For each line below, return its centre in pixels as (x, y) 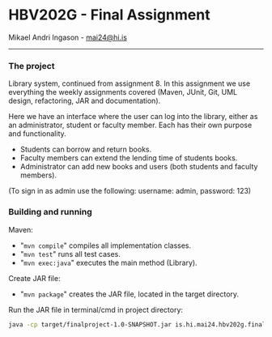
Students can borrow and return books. (86, 149)
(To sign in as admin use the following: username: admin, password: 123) (130, 191)
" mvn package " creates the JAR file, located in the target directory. (130, 294)
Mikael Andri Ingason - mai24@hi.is (68, 37)
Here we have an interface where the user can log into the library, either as (133, 117)
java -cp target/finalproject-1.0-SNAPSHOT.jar (90, 324)
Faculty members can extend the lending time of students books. (129, 158)
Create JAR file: (34, 278)
